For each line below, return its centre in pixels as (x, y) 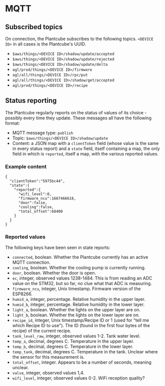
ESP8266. (22, 294)
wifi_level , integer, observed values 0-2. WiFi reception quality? (78, 378)
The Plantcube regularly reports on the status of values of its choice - (76, 112)
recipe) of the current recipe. (42, 331)
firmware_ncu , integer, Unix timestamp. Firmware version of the (76, 289)
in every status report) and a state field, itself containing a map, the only (86, 148)
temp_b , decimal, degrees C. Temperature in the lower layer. (73, 346)
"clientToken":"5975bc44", (37, 181)
